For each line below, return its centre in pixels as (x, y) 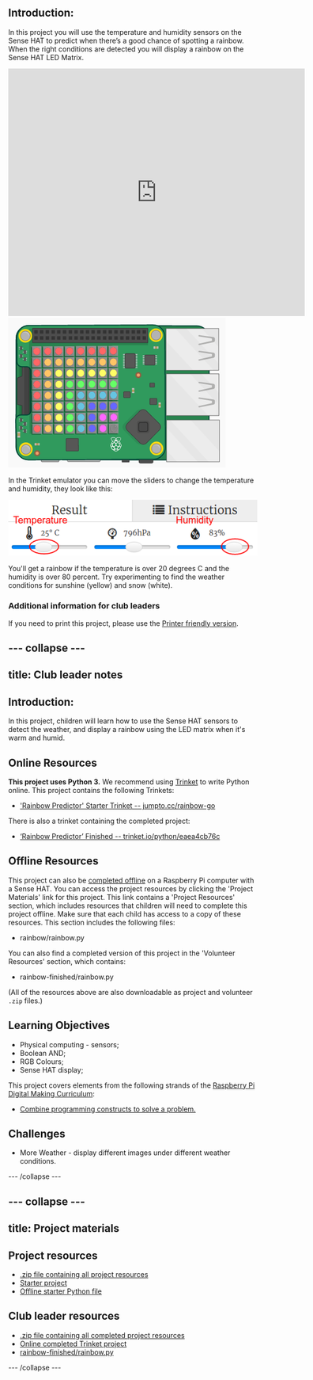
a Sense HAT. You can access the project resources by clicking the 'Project (131, 888)
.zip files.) (26, 1001)
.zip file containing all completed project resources (102, 1335)
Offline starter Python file (61, 1291)
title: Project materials (64, 1228)
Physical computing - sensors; (69, 1044)
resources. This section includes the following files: (92, 922)
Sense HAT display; (51, 1069)
